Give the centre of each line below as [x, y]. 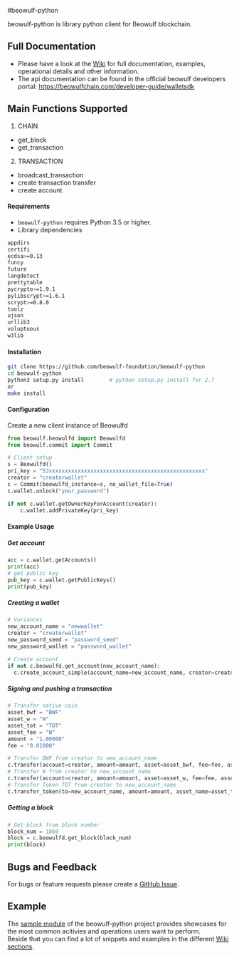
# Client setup [30, 458]
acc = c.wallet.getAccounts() [52, 560]
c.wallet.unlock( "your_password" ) [59, 491]
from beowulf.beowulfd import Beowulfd [67, 438]
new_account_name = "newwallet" [55, 626]
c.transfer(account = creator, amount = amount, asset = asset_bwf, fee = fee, [116, 765]
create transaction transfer [57, 182]
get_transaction [41, 147]
